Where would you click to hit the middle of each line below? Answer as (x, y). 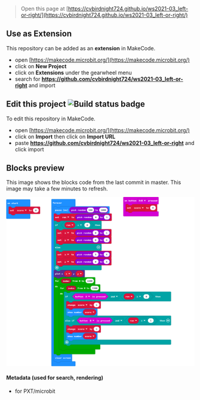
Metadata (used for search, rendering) (55, 378)
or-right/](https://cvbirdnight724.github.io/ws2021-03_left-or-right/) (104, 15)
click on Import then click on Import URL (65, 137)
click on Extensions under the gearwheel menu (73, 72)
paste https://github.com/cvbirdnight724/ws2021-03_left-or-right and (105, 143)
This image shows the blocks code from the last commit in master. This (94, 183)
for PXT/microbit (35, 391)
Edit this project (36, 104)
